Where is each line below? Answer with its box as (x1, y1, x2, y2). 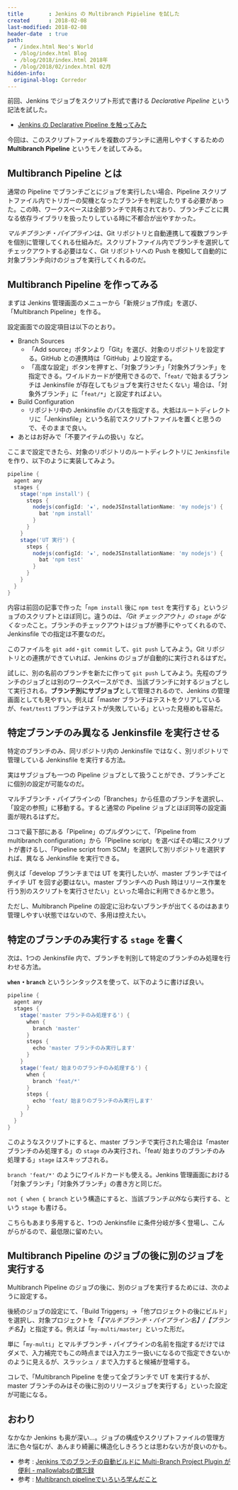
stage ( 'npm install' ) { (20, 490, 91, 497)
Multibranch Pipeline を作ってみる (7, 278, 159, 291)
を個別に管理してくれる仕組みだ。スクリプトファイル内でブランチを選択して (7, 238, 230, 247)
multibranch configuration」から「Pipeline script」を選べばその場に (7, 836, 205, 845)
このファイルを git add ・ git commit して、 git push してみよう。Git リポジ (7, 645, 225, 653)
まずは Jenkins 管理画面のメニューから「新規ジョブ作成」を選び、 (7, 299, 202, 307)
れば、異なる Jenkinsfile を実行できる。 (7, 854, 123, 862)
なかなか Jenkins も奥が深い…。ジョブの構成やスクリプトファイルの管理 (7, 1433, 220, 1442)
